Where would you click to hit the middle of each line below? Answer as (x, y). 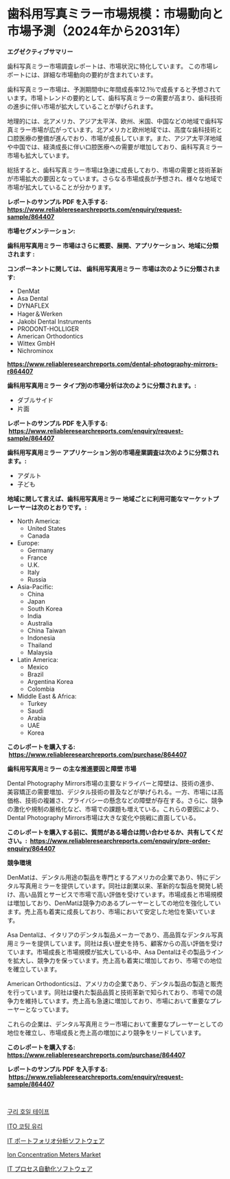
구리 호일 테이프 (28, 1111)
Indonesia (41, 638)
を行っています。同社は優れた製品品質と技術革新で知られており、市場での (112, 992)
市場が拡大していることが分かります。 (61, 187)
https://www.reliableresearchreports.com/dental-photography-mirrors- (113, 364)
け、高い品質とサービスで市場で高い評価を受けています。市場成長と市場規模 (115, 894)
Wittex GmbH (36, 343)
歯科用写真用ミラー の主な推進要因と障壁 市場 (72, 768)
